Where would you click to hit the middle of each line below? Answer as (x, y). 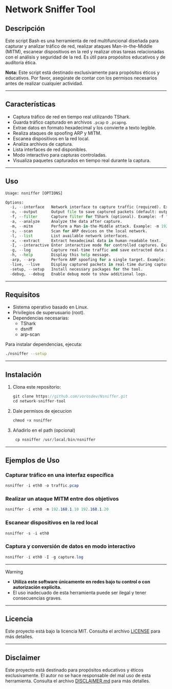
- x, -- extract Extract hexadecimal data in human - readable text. (85, 241)
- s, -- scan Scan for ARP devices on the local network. (79, 231)
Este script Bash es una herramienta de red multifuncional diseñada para (82, 41)
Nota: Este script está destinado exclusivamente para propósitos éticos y (82, 72)
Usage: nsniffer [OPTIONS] (34, 193)
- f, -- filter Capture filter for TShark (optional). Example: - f (87, 217)
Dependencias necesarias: (41, 318)
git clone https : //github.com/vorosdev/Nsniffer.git (70, 396)
